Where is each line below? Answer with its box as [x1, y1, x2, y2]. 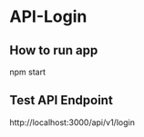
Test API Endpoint [9, 93, 114, 108]
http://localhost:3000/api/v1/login [9, 116, 135, 128]
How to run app [9, 43, 98, 58]
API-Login [9, 6, 87, 27]
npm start [9, 66, 46, 77]
